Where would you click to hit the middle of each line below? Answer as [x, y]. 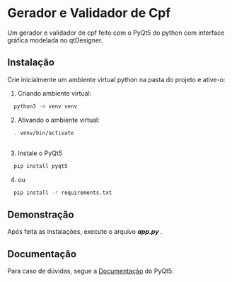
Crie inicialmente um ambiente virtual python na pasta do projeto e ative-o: [116, 79]
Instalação [31, 63]
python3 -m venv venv [46, 106]
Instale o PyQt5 [40, 153]
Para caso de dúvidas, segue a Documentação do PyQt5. [91, 271]
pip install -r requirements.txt [63, 193]
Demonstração [41, 215]
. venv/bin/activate [44, 132]
